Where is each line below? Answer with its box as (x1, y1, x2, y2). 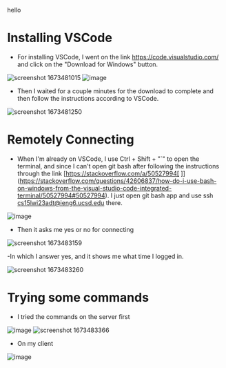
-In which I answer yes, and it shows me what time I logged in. (7, 252, 184, 260)
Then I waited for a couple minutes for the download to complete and (17, 86, 214, 95)
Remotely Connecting (7, 132, 134, 148)
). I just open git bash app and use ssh (105, 191, 214, 200)
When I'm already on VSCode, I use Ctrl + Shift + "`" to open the (17, 155, 200, 163)
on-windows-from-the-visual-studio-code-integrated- (17, 184, 172, 192)
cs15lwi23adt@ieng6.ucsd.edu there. (17, 198, 123, 206)
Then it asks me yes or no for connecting (17, 225, 134, 233)
